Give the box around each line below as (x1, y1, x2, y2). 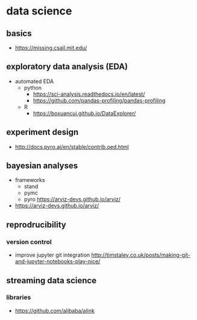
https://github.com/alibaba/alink (14, 307, 95, 314)
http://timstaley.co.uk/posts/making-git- (91, 251, 191, 259)
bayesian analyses (6, 161, 78, 171)
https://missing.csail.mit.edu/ (14, 44, 87, 51)
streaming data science (6, 275, 97, 286)
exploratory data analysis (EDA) (6, 61, 128, 72)
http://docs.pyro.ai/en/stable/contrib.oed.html (14, 143, 130, 150)
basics (6, 28, 32, 39)
